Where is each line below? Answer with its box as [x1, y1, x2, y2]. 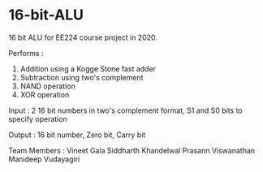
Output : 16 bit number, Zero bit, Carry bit [8, 130, 146, 140]
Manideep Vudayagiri [8, 154, 80, 164]
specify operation [8, 114, 67, 123]
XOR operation [19, 89, 70, 99]
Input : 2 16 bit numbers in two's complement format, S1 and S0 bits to [8, 105, 243, 115]
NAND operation [19, 81, 75, 91]
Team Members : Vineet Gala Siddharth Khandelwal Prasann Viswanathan [8, 145, 256, 155]
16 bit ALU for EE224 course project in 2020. [8, 32, 158, 42]
